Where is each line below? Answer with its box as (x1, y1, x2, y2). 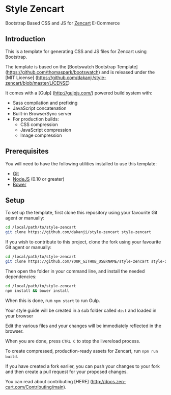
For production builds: (12, 116, 60, 122)
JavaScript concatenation (12, 105, 67, 111)
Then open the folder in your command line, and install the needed (5, 268, 145, 274)
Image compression (20, 132, 62, 138)
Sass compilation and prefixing (12, 100, 78, 106)
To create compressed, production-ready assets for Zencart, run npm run (5, 348, 158, 354)
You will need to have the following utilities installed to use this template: (5, 160, 157, 166)
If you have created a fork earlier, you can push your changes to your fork (5, 363, 160, 369)
